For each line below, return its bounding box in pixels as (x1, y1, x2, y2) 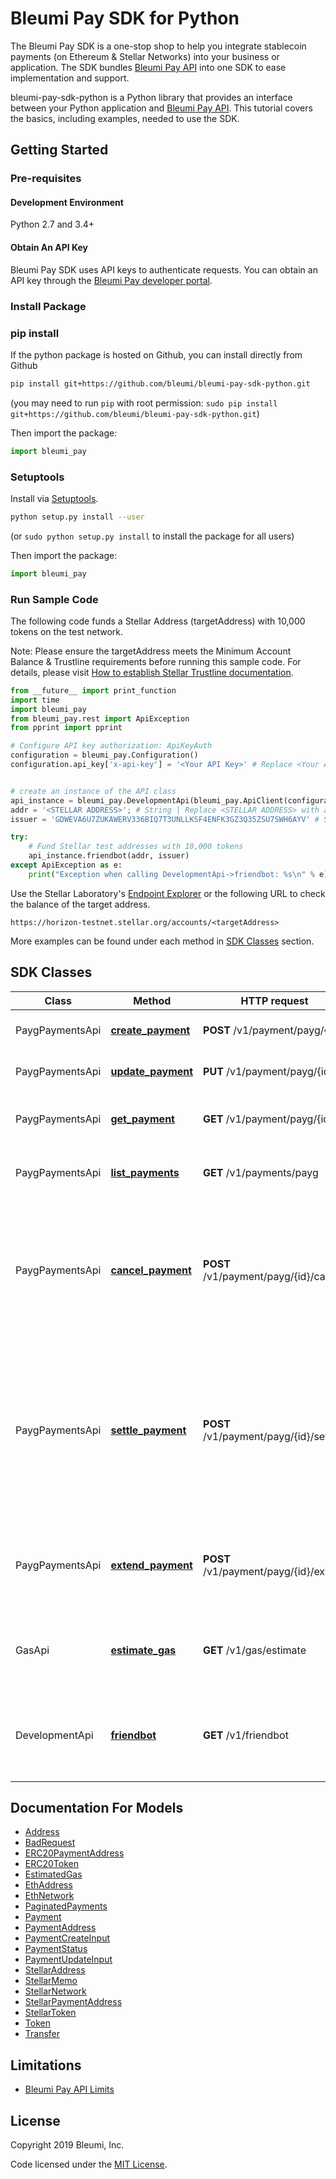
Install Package (10, 299, 87, 313)
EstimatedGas (24, 1868, 83, 1881)
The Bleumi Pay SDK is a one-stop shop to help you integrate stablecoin (10, 40, 307, 52)
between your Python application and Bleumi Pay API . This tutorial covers (10, 102, 313, 114)
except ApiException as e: (10, 860, 123, 871)
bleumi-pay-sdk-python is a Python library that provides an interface (10, 91, 293, 103)
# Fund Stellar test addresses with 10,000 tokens (28, 842, 244, 852)
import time (10, 695, 60, 705)
